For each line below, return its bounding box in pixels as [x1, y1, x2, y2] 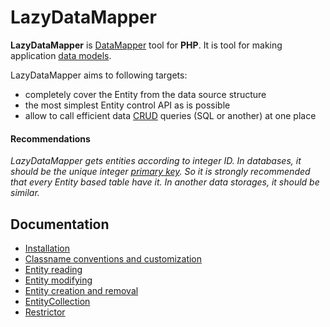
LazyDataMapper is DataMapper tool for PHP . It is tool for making [10, 39, 283, 51]
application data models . [10, 49, 112, 61]
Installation [24, 242, 71, 254]
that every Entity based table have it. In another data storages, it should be [10, 176, 320, 188]
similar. [10, 187, 40, 199]
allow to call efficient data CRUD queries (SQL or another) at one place [24, 109, 317, 121]
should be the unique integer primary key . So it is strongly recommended [10, 166, 311, 178]
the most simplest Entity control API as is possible [24, 99, 231, 111]
